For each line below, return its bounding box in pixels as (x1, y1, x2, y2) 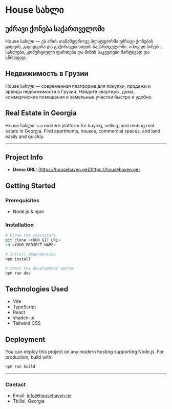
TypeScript (12, 304, 36, 310)
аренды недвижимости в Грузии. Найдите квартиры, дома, (5, 88, 135, 94)
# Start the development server (5, 266, 74, 271)
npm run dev (5, 270, 31, 276)
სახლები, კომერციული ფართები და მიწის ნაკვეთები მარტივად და (5, 49, 150, 55)
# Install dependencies (5, 252, 56, 257)
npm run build (5, 364, 36, 369)
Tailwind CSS (12, 320, 41, 326)
